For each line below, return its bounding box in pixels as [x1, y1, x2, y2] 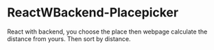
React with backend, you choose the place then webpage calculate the [7, 27, 208, 36]
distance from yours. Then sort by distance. [7, 34, 131, 42]
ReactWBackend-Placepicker [7, 5, 179, 21]
